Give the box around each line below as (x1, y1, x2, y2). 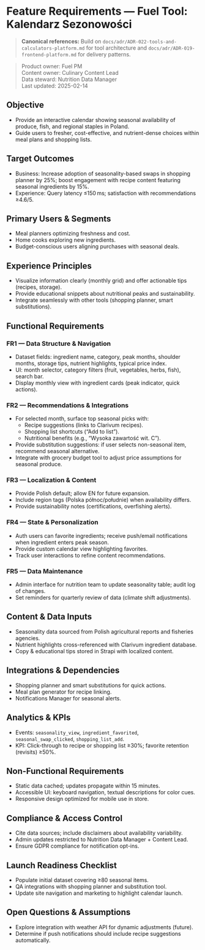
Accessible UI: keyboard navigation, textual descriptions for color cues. (15, 789, 196, 796)
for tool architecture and (86, 44, 147, 52)
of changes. (15, 588, 46, 595)
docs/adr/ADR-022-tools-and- (102, 39, 177, 45)
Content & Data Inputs (6, 611, 92, 622)
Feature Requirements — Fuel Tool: (6, 4, 188, 18)
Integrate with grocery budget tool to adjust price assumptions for (15, 454, 182, 461)
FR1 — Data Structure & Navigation (6, 339, 111, 348)
